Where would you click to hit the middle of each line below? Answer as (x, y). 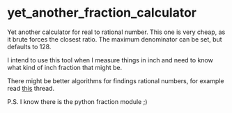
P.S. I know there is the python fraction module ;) (77, 101)
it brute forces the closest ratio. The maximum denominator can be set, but (115, 39)
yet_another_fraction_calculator (102, 13)
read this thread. (31, 88)
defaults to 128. (29, 46)
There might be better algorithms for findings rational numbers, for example (116, 80)
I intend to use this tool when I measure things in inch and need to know (110, 60)
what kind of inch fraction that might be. (65, 67)
